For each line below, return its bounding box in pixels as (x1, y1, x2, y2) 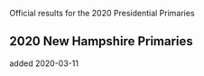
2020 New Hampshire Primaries (9, 33, 194, 49)
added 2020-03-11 (9, 58, 79, 69)
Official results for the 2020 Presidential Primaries (9, 8, 196, 18)
